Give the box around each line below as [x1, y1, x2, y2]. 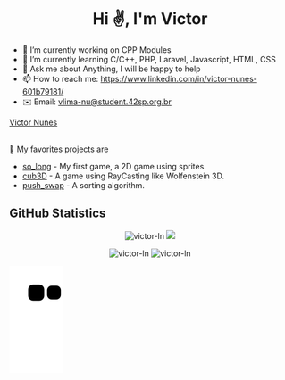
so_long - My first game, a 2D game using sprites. [21, 161, 207, 171]
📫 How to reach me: [21, 73, 99, 84]
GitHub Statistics [9, 206, 106, 221]
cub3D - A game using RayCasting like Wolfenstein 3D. [21, 170, 225, 181]
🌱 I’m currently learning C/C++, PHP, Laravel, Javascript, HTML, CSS [21, 54, 277, 64]
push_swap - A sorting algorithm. [21, 179, 146, 190]
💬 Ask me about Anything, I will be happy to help [21, 63, 201, 74]
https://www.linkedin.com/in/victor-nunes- [100, 73, 257, 84]
